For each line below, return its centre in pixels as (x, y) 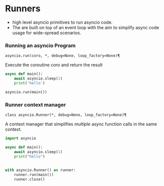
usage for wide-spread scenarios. (47, 33)
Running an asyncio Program (40, 45)
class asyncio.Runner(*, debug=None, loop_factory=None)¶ (66, 115)
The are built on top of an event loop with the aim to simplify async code (85, 27)
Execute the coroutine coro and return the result (54, 65)
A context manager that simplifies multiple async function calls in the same (81, 124)
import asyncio (21, 139)
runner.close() (30, 180)
